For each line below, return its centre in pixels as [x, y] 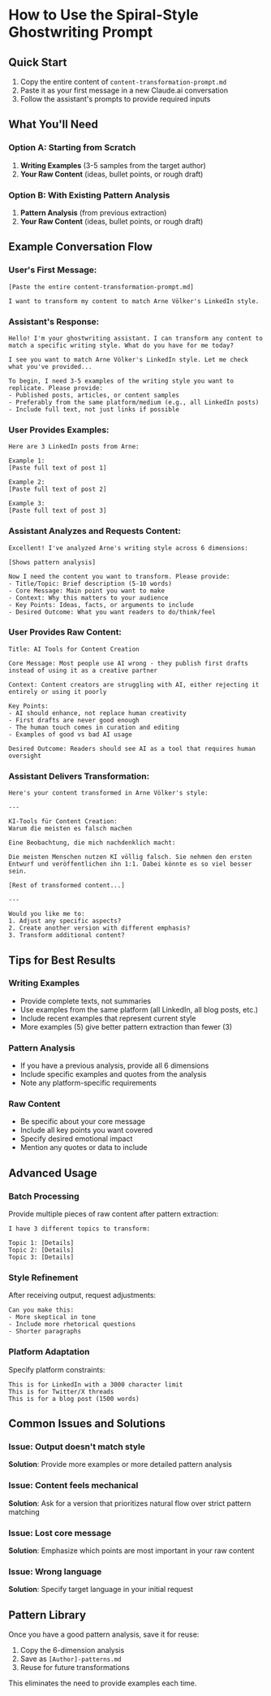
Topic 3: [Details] [41, 1257]
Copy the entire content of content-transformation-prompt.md [123, 82]
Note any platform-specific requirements [88, 1083]
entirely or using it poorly [58, 692]
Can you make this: [41, 1310]
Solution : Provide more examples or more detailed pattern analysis [120, 1464]
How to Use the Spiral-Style [103, 15]
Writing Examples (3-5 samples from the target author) [113, 165]
